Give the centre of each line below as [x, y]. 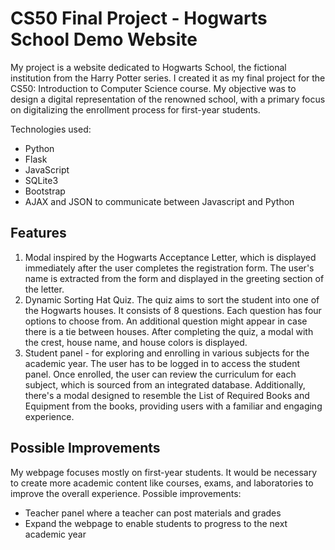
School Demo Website [104, 39]
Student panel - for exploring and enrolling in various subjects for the [167, 353]
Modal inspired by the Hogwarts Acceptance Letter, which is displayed [170, 257]
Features [38, 233]
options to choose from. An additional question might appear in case [166, 321]
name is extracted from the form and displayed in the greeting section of [174, 278]
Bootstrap [45, 191]
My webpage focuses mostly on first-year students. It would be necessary [164, 472]
